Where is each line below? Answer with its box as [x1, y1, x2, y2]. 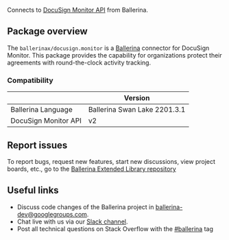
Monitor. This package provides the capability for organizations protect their [7, 51, 222, 59]
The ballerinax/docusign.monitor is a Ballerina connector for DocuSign [7, 44, 210, 52]
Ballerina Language [10, 105, 73, 115]
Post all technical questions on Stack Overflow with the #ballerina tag [16, 224, 214, 232]
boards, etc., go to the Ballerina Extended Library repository [7, 165, 176, 173]
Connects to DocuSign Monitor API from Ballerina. [7, 6, 149, 14]
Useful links [7, 184, 60, 196]
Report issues [7, 139, 68, 151]
